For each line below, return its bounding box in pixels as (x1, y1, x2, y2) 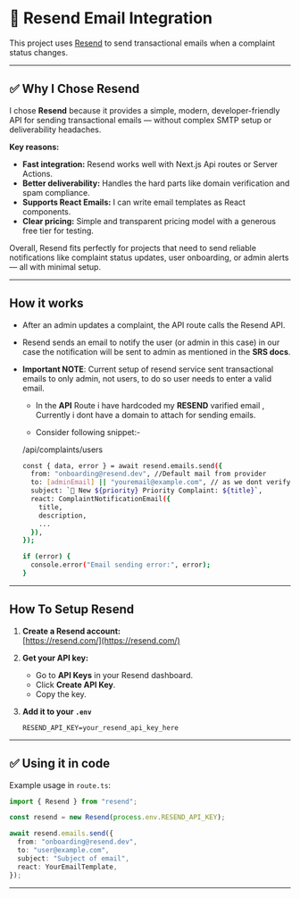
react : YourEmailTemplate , (17, 862, 118, 871)
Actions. (21, 168, 54, 179)
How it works (9, 296, 84, 311)
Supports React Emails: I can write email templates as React (21, 197, 246, 207)
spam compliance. (21, 187, 91, 197)
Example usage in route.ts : (9, 779, 112, 790)
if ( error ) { (21, 552, 71, 561)
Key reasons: (9, 141, 60, 152)
